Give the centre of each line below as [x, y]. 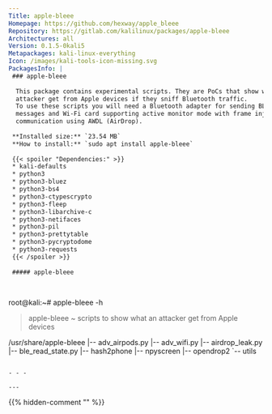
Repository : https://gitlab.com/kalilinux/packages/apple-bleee [119, 31]
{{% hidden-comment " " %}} [57, 403]
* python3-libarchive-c [52, 211]
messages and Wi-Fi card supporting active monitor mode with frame [134, 114]
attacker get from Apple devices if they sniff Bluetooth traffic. [132, 99]
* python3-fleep [39, 204]
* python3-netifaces [47, 220]
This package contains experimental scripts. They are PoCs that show [137, 91]
